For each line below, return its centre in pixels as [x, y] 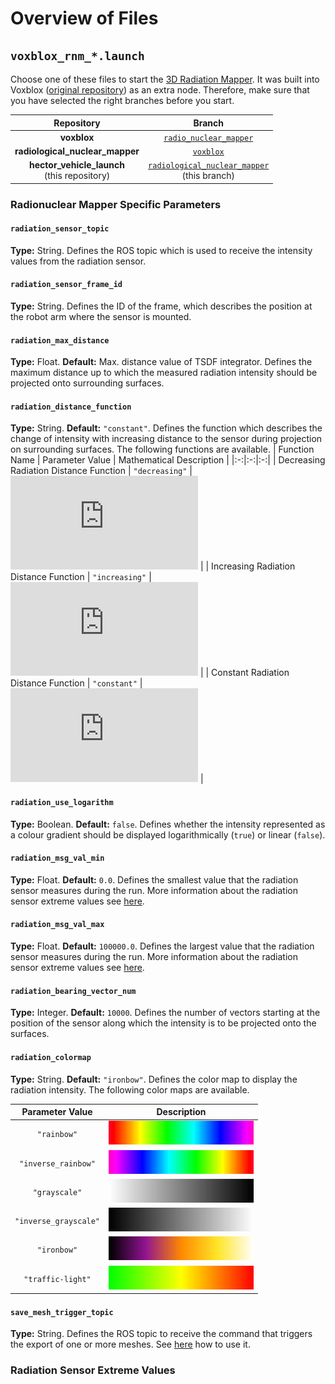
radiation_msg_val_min [57, 858]
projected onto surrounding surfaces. [87, 383]
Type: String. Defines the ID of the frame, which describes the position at [161, 306]
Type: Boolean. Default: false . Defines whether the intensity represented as [168, 824]
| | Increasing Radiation [247, 566]
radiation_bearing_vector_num [73, 991]
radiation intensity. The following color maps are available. [130, 1089]
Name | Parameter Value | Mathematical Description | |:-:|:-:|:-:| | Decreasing [168, 460]
